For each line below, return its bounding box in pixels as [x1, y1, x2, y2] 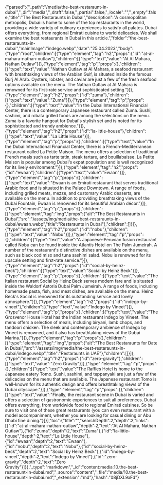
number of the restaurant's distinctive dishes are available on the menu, [5, 247, 149, 252]
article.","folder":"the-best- [95, 35, 149, 41]
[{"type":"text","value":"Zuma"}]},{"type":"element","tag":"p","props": [5, 97, 145, 103]
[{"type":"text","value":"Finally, [5, 392, 67, 397]
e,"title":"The [5, 15, 31, 20]
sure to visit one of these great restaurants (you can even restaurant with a [5, 407, 155, 413]
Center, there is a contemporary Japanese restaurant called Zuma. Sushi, [5, 108, 152, 113]
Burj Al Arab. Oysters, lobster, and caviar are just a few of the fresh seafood [5, 76, 157, 82]
